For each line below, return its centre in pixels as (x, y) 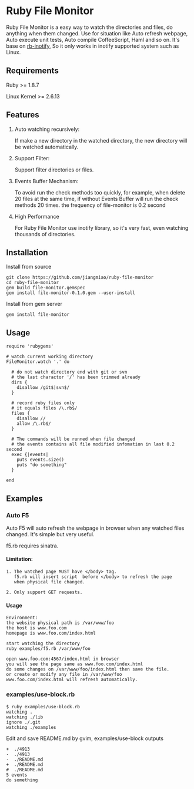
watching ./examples (31, 727)
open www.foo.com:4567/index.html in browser (63, 659)
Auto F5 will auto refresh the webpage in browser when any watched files (95, 528)
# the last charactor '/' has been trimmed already (76, 377)
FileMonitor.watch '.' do (38, 362)
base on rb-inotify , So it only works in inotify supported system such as (93, 46)
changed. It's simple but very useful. (51, 534)
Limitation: (20, 559)
